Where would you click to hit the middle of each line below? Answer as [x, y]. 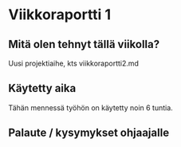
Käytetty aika [42, 88]
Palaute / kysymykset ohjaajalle [89, 133]
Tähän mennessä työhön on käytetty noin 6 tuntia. [90, 107]
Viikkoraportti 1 [60, 15]
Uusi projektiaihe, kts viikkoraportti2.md [74, 63]
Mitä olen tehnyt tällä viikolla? [84, 44]
